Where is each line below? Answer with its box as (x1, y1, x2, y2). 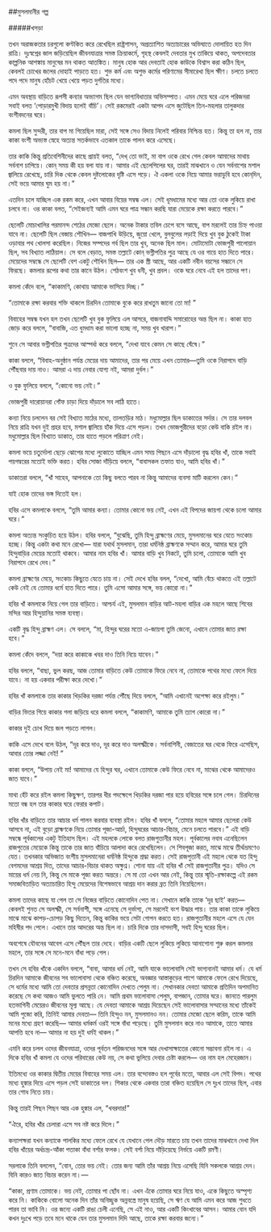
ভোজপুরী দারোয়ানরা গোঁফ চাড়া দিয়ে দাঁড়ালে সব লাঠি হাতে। (8, 397, 142, 407)
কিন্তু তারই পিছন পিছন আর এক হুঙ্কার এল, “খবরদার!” (8, 1103, 131, 1112)
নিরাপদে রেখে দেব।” (8, 558, 56, 567)
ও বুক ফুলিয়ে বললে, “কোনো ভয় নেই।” (8, 381, 101, 390)
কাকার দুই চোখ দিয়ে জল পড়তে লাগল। (8, 724, 98, 732)
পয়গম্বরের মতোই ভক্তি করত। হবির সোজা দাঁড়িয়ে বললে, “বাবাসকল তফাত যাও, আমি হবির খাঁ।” (8, 457, 226, 466)
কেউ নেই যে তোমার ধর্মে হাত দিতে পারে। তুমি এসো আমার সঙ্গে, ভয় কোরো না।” (8, 583, 193, 593)
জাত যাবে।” (8, 774, 38, 783)
